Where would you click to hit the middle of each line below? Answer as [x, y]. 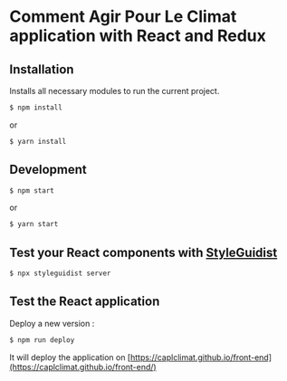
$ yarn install [38, 141]
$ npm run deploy [42, 340]
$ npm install [36, 108]
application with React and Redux [138, 36]
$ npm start [32, 190]
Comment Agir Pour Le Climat [123, 17]
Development [48, 170]
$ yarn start [34, 224]
